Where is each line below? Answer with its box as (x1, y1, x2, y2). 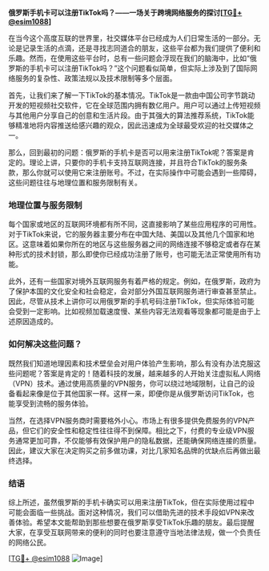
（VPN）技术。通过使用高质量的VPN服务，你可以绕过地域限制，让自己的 (8, 379, 248, 388)
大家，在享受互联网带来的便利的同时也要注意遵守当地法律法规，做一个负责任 (8, 527, 261, 537)
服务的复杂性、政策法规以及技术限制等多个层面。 (14, 74, 177, 83)
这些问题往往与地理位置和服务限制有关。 (8, 178, 142, 187)
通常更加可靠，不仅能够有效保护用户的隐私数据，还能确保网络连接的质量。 (14, 435, 261, 445)
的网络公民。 (8, 537, 50, 547)
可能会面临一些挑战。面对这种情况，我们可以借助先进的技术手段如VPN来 (8, 507, 248, 516)
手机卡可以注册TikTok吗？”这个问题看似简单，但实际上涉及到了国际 (29, 63, 251, 73)
